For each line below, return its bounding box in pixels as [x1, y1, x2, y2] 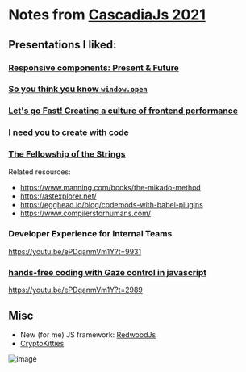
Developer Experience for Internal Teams [8, 228, 173, 240]
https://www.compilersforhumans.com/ [19, 208, 152, 218]
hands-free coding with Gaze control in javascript [8, 266, 207, 278]
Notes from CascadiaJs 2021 [8, 6, 206, 24]
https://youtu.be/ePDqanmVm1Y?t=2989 [8, 285, 144, 295]
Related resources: [8, 167, 71, 177]
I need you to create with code [8, 127, 129, 138]
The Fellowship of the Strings [8, 148, 126, 160]
